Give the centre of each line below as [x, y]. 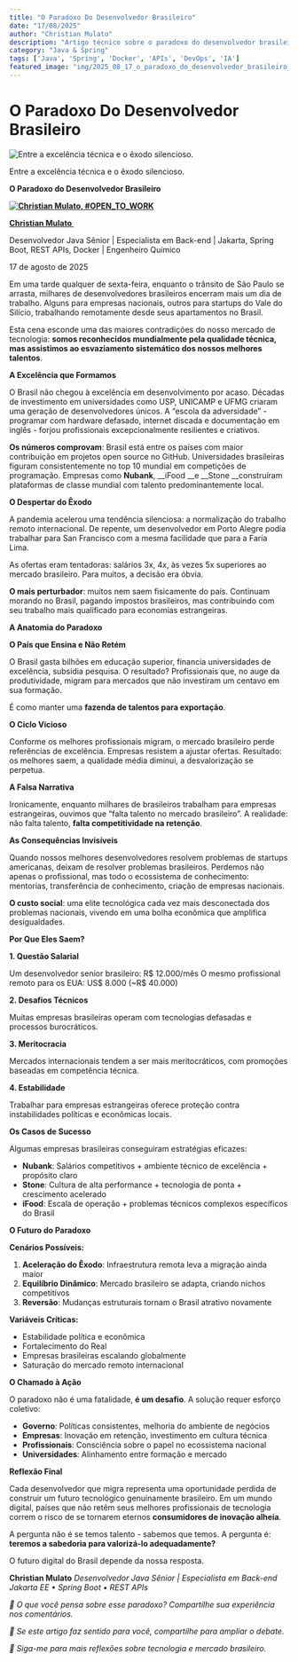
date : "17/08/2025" [45, 26]
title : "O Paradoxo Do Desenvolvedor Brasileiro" [103, 17]
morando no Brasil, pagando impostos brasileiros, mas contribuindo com [142, 601]
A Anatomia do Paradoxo [56, 627]
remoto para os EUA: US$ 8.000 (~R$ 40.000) [94, 982]
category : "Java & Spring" [59, 51]
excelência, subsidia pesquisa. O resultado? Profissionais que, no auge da [145, 671]
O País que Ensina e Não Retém [68, 644]
